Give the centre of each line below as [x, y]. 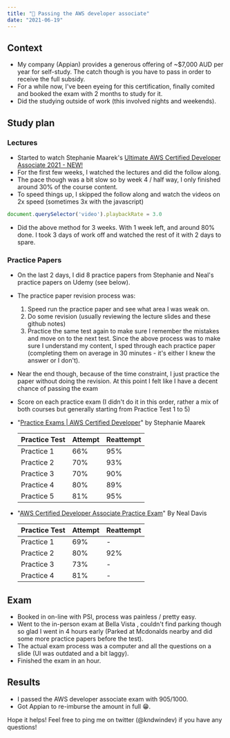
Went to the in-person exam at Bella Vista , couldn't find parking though [119, 624]
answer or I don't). [54, 360]
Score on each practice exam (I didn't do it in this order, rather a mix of [118, 402]
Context [25, 48]
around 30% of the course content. [67, 187]
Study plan [31, 123]
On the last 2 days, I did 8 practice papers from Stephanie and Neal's [115, 275]
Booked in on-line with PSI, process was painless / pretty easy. [107, 616]
